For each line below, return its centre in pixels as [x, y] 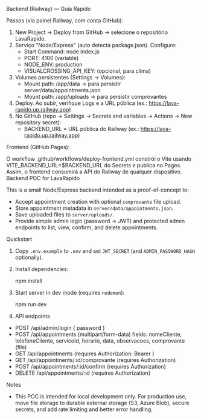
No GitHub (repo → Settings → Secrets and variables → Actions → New [104, 116]
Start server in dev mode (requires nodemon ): [70, 293]
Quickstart [19, 239]
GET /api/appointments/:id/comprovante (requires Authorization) [95, 360]
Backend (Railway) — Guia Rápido [49, 9]
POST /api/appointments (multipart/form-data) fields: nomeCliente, [98, 334]
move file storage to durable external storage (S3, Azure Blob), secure [102, 403]
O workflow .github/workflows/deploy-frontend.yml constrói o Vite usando [99, 159]
